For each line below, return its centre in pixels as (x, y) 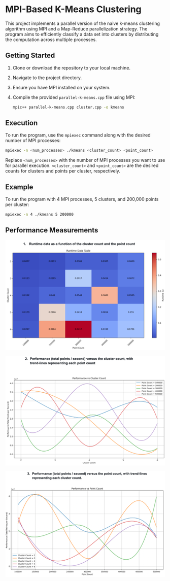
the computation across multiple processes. (51, 40)
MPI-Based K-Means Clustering (74, 9)
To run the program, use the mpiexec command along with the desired (78, 135)
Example (19, 187)
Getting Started (30, 56)
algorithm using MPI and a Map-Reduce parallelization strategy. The (76, 28)
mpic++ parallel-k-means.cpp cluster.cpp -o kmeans (68, 107)
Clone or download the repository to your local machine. (72, 67)
